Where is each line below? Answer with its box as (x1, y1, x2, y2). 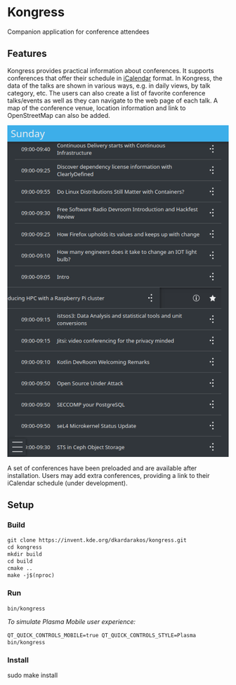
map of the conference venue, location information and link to (7, 103, 186, 112)
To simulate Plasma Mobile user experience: (7, 617, 136, 625)
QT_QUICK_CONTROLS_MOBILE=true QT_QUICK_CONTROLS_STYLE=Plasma (7, 632, 197, 639)
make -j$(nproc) (7, 572, 55, 579)
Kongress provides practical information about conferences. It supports (7, 66, 214, 74)
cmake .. (7, 565, 33, 572)
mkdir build (7, 551, 42, 558)
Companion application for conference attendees (7, 27, 150, 36)
